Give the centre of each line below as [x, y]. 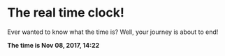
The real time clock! [66, 13]
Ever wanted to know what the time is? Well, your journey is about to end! [113, 32]
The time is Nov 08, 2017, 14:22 [53, 45]
